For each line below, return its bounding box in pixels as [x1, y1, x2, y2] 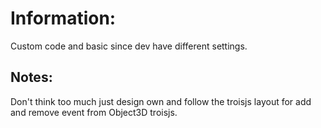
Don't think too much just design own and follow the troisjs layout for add [10, 95, 312, 107]
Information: [10, 7, 117, 30]
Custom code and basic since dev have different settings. [10, 40, 248, 52]
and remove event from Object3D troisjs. [10, 106, 178, 118]
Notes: [10, 69, 53, 86]
